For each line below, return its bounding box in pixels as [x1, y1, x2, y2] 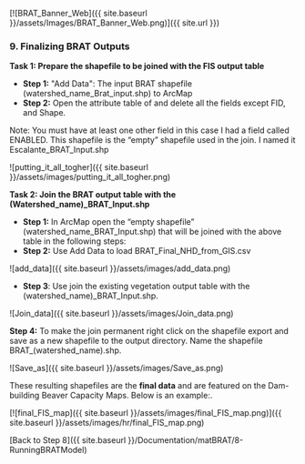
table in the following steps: [22, 236, 127, 247]
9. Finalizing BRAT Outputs [9, 40, 130, 53]
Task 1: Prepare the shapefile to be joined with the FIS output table [9, 61, 265, 72]
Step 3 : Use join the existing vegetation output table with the [22, 281, 250, 292]
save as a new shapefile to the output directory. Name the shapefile [9, 336, 263, 347]
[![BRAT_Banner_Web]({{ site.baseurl [9, 8, 147, 18]
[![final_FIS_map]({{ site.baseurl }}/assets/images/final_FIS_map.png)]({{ [9, 408, 282, 419]
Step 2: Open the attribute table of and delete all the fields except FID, [22, 97, 286, 108]
